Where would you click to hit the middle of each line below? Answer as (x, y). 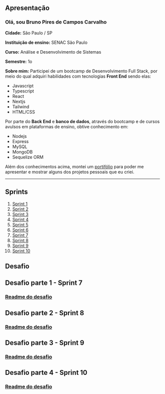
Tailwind (21, 106)
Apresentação (27, 8)
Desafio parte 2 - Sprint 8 (45, 313)
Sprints (16, 192)
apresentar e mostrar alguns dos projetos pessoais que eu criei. (70, 172)
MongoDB (22, 152)
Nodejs (19, 136)
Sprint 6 (20, 230)
